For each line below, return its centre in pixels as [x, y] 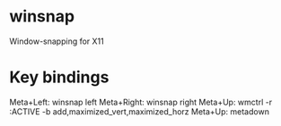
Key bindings [59, 77]
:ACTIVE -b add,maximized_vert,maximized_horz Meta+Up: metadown [139, 111]
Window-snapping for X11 [57, 41]
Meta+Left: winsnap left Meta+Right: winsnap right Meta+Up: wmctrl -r [140, 102]
